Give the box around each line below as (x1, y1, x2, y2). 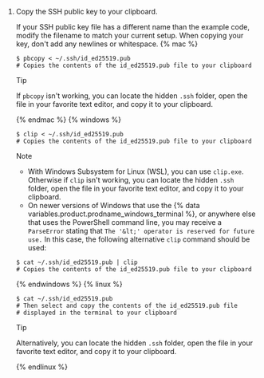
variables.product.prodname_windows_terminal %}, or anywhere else (27, 209, 256, 219)
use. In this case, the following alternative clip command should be (27, 234, 250, 244)
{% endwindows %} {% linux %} (15, 279, 124, 289)
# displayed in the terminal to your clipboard (15, 309, 177, 317)
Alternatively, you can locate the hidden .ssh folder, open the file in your (15, 338, 254, 348)
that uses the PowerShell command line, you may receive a (27, 218, 222, 226)
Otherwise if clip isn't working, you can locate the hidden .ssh (27, 175, 234, 184)
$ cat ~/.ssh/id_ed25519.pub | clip (15, 258, 138, 266)
